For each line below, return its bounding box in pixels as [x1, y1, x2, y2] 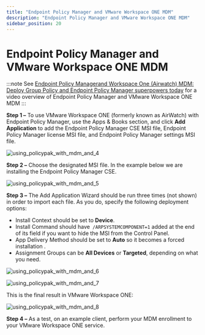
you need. [15, 256, 41, 263]
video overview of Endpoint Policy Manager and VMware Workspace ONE [6, 93, 193, 101]
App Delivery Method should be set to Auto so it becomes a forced [15, 236, 185, 244]
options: [6, 205, 28, 212]
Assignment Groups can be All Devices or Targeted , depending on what [15, 249, 198, 256]
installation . [15, 243, 46, 250]
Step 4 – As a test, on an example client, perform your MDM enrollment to [6, 315, 192, 323]
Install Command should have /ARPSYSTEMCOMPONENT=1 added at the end [15, 223, 195, 231]
